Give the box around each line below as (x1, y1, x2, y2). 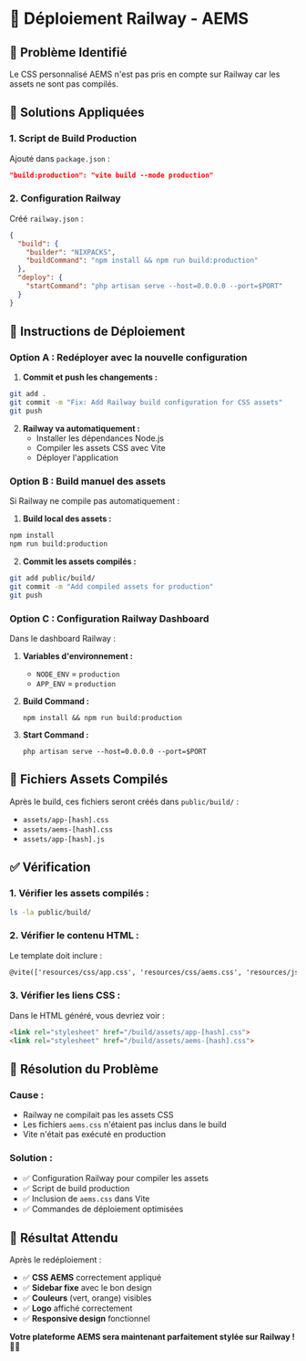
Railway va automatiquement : (22, 424, 140, 434)
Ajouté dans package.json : (9, 152, 111, 163)
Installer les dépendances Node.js (36, 433, 164, 444)
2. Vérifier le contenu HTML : (9, 929, 139, 942)
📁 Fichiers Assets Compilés (9, 771, 168, 788)
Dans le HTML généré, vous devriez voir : (9, 1010, 166, 1021)
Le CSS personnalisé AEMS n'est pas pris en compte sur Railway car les (9, 68, 280, 79)
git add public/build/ (9, 574, 96, 583)
